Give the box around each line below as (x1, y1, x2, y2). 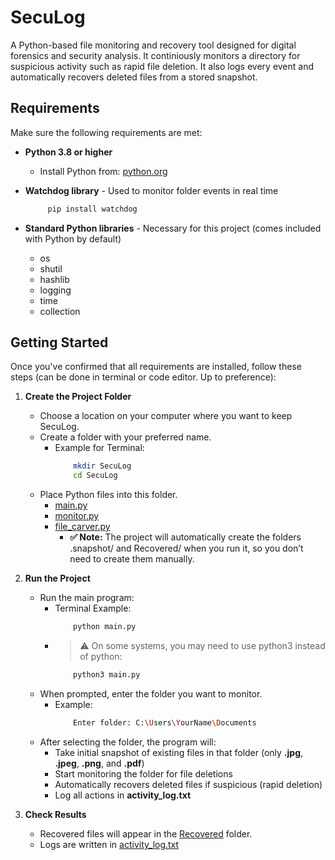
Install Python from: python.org (39, 165, 168, 177)
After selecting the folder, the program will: (39, 736, 217, 748)
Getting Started (10, 334, 109, 351)
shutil (39, 262, 63, 275)
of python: (79, 651, 123, 663)
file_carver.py (54, 521, 111, 533)
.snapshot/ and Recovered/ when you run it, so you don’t (69, 542, 304, 555)
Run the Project (24, 572, 91, 585)
